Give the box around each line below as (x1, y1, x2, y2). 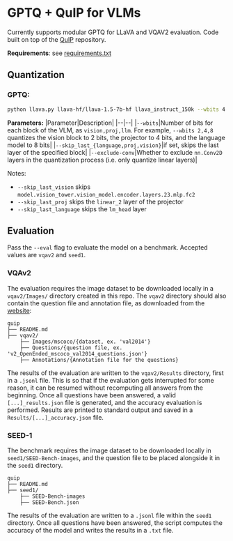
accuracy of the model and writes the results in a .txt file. (7, 526, 174, 534)
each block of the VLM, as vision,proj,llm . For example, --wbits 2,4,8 (7, 125, 214, 134)
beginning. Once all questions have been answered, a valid (7, 390, 176, 399)
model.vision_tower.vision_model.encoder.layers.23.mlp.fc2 (17, 191, 195, 198)
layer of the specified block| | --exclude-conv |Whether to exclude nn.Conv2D (7, 148, 223, 156)
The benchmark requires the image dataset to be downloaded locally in (7, 446, 212, 455)
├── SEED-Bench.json (19, 498, 79, 506)
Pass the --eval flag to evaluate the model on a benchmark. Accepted (7, 243, 208, 252)
